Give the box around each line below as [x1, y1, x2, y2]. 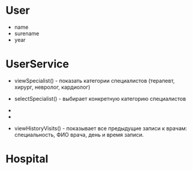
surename [14, 29, 40, 37]
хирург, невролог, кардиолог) [14, 83, 91, 91]
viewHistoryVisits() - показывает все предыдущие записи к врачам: [14, 124, 188, 132]
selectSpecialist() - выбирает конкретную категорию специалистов [14, 95, 186, 102]
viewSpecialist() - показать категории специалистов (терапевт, [14, 77, 175, 84]
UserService [5, 58, 70, 71]
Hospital [5, 152, 49, 166]
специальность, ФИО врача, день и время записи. [14, 131, 144, 138]
